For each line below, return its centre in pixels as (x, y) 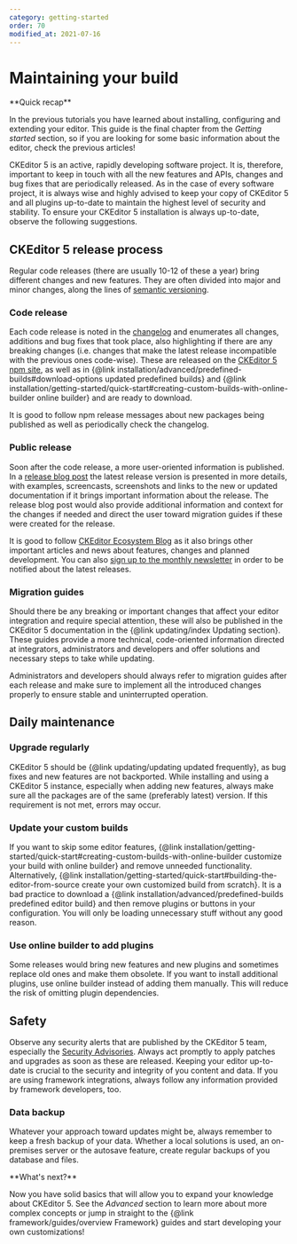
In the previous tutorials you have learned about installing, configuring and (145, 120)
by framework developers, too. (65, 1090)
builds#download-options (56, 379)
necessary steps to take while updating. (82, 658)
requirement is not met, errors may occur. (85, 805)
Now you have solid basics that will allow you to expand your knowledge (141, 1194)
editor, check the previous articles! (72, 148)
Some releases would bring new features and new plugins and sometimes (144, 964)
